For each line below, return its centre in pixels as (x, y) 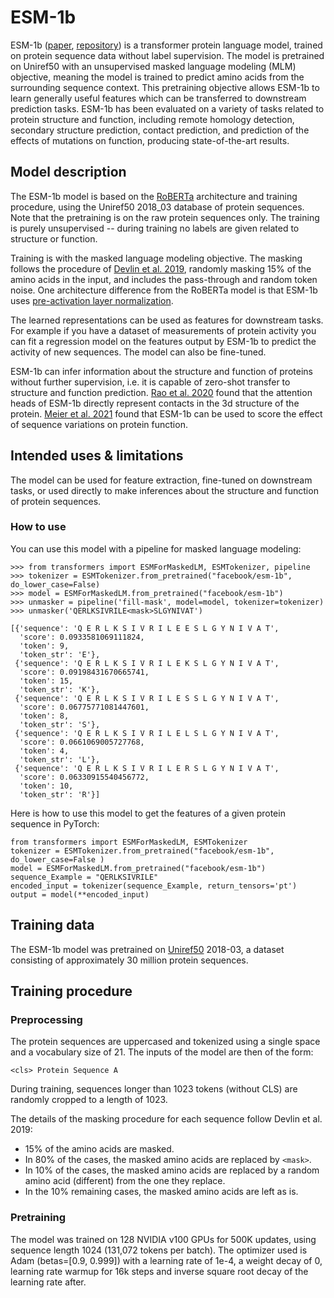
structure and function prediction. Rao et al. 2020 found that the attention (161, 392)
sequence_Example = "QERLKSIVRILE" (84, 877)
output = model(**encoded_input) (80, 894)
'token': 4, (44, 751)
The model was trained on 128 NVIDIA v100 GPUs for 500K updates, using (163, 1239)
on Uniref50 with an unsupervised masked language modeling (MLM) (153, 66)
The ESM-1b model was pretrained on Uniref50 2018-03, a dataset (147, 949)
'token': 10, (46, 786)
